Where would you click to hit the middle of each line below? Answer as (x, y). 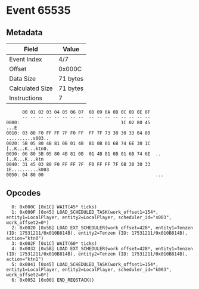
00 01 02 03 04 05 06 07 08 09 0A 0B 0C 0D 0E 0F (86, 112)
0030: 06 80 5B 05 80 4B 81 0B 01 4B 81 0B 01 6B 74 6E (78, 154)
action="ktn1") (25, 259)
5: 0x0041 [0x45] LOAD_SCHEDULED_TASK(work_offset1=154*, (85, 264)
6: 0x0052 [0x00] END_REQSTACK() (53, 280)
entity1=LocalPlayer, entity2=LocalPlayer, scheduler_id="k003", (89, 269)
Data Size (23, 79)
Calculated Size (31, 88)
